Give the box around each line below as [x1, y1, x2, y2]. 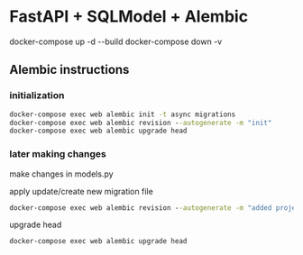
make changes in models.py [9, 168, 115, 179]
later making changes [9, 148, 106, 160]
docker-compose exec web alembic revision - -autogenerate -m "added [9, 203, 272, 213]
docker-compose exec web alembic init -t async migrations [9, 110, 236, 119]
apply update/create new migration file [9, 186, 153, 196]
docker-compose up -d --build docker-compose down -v [9, 36, 223, 47]
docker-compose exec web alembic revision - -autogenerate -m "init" [9, 118, 272, 127]
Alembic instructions [9, 62, 130, 77]
